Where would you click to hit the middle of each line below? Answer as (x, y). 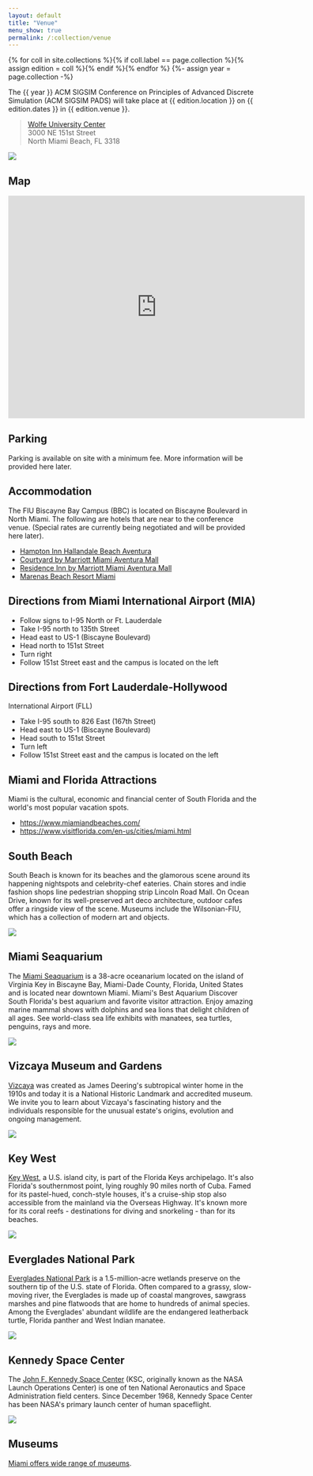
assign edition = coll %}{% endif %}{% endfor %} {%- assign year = (120, 69)
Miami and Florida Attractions (83, 780)
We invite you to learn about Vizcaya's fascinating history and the (115, 1102)
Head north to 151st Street (62, 645)
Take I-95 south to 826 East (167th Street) (88, 722)
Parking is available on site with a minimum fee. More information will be (126, 458)
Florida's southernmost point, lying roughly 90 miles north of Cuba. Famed (130, 1186)
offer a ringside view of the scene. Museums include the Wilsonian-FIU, (124, 909)
